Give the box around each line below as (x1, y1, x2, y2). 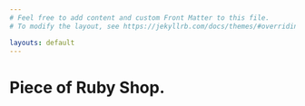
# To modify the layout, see (9, 22, 120, 31)
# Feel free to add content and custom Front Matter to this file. (9, 13, 271, 23)
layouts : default (9, 38, 75, 47)
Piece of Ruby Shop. (9, 77, 165, 98)
